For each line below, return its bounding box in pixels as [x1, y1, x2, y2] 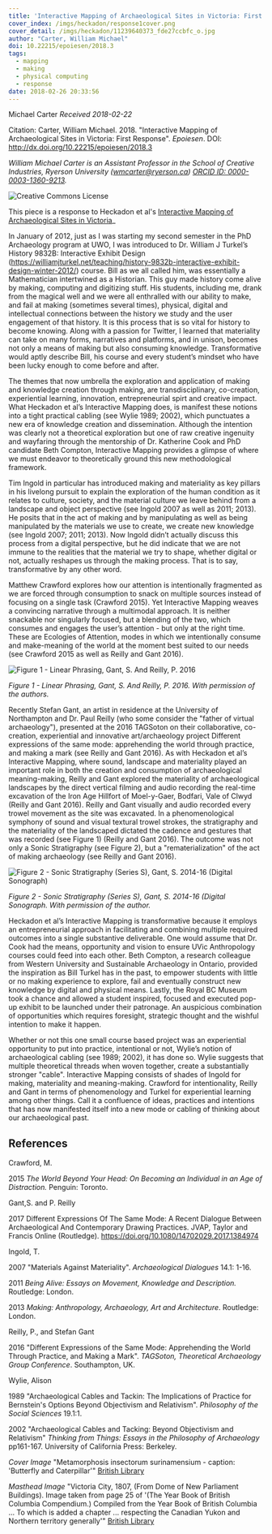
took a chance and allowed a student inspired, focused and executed [8, 993, 239, 1003]
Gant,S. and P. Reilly [8, 1198, 76, 1208]
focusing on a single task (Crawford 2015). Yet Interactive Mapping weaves [8, 597, 259, 607]
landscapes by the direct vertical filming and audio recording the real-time [8, 782, 257, 792]
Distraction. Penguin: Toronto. [8, 1183, 108, 1192]
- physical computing [15, 72, 89, 80]
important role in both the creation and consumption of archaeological [8, 765, 243, 775]
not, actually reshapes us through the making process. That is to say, [8, 556, 239, 566]
